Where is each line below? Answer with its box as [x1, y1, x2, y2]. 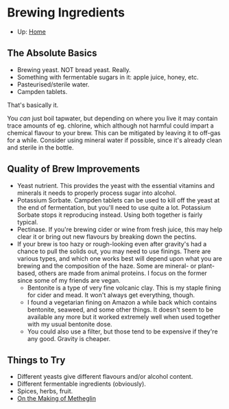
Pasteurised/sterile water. [16, 80, 90, 89]
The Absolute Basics [7, 47, 97, 59]
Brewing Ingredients [7, 5, 125, 21]
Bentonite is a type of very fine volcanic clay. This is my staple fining [27, 283, 221, 292]
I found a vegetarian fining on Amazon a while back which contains [27, 298, 217, 306]
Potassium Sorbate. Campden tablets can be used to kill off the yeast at [16, 196, 220, 204]
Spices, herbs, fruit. [16, 387, 73, 395]
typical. [16, 218, 38, 226]
